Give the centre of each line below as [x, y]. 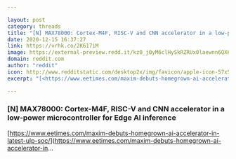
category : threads [34, 26]
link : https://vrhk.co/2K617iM [53, 46]
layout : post [26, 20]
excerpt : [20, 78]
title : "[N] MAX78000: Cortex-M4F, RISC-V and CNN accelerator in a [110, 33]
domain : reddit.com [36, 59]
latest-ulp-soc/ [29, 140]
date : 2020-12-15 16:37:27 [47, 39]
